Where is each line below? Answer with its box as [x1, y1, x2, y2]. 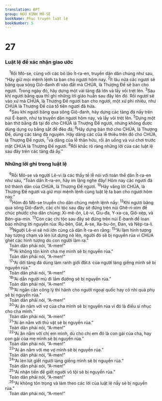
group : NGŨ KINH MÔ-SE [5, 12, 51, 16]
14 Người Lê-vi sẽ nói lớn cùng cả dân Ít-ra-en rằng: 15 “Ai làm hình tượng [9, 226, 151, 233]
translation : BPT [5, 7, 40, 12]
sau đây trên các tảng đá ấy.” [5, 148, 63, 154]
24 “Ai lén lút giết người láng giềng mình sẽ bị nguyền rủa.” [9, 357, 124, 364]
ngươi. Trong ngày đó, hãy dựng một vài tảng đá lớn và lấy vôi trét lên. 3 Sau [5, 87, 156, 94]
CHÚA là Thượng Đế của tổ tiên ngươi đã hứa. [5, 103, 96, 109]
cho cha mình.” [5, 308, 35, 314]
